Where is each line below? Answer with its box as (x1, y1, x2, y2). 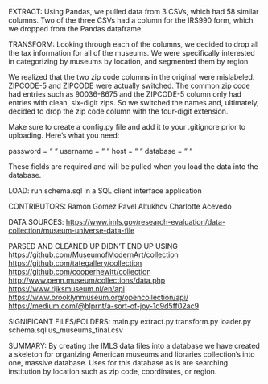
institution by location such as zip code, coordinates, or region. (8, 366, 217, 376)
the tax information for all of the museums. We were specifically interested (8, 48, 255, 57)
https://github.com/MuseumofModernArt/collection (8, 250, 179, 259)
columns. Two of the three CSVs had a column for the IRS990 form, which (8, 15, 254, 25)
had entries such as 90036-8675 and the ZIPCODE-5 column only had (8, 89, 241, 99)
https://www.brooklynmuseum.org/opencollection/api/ (8, 293, 189, 302)
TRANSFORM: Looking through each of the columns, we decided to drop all (8, 39, 259, 49)
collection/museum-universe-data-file (8, 225, 135, 235)
